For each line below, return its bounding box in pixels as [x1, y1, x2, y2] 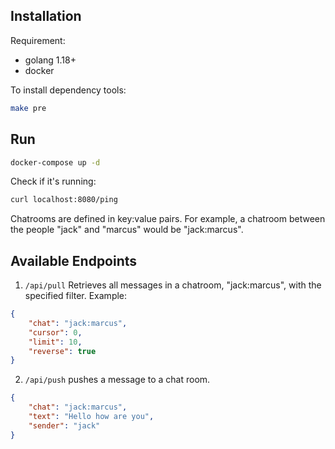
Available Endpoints [10, 252, 138, 269]
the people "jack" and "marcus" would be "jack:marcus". [10, 224, 244, 236]
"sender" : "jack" [28, 420, 101, 431]
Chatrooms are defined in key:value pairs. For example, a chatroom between [10, 213, 326, 225]
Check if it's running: [10, 175, 97, 188]
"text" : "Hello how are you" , [28, 412, 155, 422]
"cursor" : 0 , [28, 327, 83, 338]
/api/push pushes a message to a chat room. [24, 374, 211, 386]
